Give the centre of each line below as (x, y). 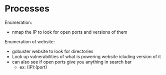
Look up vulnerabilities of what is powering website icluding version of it (86, 56)
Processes (27, 9)
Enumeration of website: (30, 41)
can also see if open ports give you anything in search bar (72, 62)
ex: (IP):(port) (33, 67)
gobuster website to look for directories (52, 51)
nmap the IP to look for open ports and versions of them (70, 32)
